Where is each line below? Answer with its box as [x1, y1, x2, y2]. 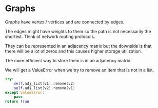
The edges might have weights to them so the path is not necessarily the [5, 28, 151, 34]
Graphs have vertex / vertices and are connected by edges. [5, 19, 125, 25]
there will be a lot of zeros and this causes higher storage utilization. [5, 48, 142, 54]
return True [5, 99, 29, 104]
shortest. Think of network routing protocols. [5, 34, 95, 39]
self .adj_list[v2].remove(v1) [14, 86, 76, 90]
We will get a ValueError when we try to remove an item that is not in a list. [5, 67, 154, 73]
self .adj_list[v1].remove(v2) [14, 81, 76, 86]
